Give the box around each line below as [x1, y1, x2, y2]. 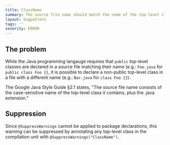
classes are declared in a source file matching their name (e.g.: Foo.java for [5, 64, 163, 70]
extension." [5, 94, 29, 101]
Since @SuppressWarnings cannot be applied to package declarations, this [5, 123, 157, 129]
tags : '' [5, 21, 24, 27]
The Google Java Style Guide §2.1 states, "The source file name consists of [5, 84, 162, 90]
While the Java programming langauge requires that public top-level [5, 58, 148, 64]
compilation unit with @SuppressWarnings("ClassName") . [5, 133, 119, 139]
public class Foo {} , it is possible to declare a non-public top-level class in [5, 69, 163, 75]
